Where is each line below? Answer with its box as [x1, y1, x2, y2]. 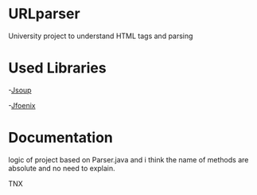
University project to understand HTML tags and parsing [8, 31, 193, 41]
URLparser [8, 5, 81, 23]
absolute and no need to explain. [8, 163, 115, 173]
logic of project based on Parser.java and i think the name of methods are [8, 154, 249, 164]
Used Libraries [8, 59, 107, 77]
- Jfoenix [8, 100, 36, 110]
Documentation [8, 129, 114, 147]
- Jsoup [8, 85, 32, 95]
